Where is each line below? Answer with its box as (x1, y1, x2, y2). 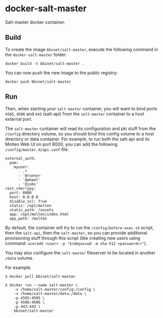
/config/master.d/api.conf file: (5, 146, 69, 152)
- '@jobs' (18, 182, 38, 186)
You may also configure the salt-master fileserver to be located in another (5, 250, 156, 256)
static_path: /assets (9, 207, 54, 212)
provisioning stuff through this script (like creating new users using (5, 235, 141, 241)
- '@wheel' (18, 177, 41, 182)
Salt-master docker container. (5, 19, 65, 25)
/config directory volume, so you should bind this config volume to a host (5, 131, 154, 136)
